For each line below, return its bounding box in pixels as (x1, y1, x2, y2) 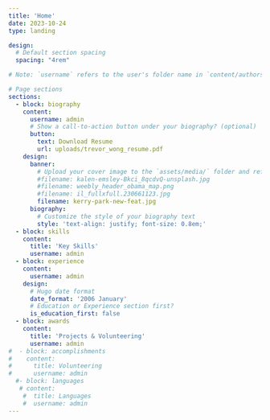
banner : (29, 160, 56, 168)
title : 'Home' (8, 11, 56, 20)
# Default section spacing (15, 49, 106, 57)
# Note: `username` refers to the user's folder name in (8, 71, 203, 79)
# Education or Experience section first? (29, 303, 174, 311)
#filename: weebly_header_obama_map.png (37, 183, 174, 191)
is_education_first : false (29, 310, 121, 318)
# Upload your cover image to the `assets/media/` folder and (37, 167, 250, 175)
